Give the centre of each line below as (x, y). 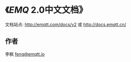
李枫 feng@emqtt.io (25, 54)
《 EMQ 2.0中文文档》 (46, 10)
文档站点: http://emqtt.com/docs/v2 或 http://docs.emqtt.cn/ (65, 24)
